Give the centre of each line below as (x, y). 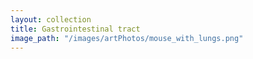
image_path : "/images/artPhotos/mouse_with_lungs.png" (127, 38)
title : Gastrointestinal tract (75, 29)
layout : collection (51, 19)
